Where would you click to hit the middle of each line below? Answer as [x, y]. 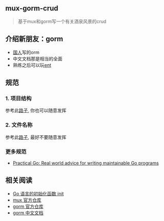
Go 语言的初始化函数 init [38, 193]
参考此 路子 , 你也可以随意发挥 [36, 110]
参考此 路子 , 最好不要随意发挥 [36, 137]
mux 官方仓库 [27, 200]
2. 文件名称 [19, 125]
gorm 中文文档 [28, 213]
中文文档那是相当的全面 [37, 59]
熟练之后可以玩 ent [32, 65]
